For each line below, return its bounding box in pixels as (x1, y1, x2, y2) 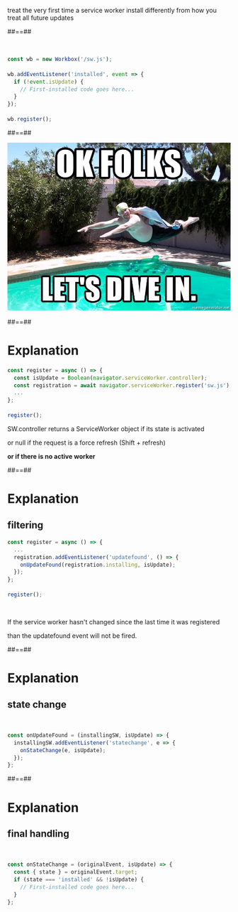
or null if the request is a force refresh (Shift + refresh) (7, 438, 166, 447)
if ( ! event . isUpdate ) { (13, 78, 84, 85)
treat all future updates (7, 13, 74, 22)
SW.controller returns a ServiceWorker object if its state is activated (7, 424, 205, 433)
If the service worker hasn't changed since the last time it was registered (7, 617, 220, 626)
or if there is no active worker (7, 452, 96, 460)
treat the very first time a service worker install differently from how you (7, 6, 217, 14)
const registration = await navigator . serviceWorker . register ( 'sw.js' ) (13, 381, 230, 389)
